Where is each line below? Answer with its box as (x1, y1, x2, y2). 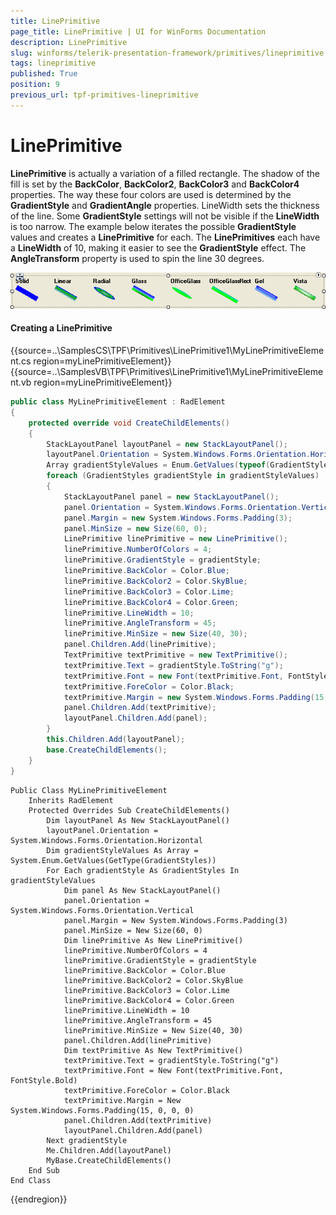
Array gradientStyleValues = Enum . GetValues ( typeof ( (46, 460, 271, 470)
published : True (10, 69, 78, 79)
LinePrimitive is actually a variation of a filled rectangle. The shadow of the (10, 167, 320, 179)
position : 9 (10, 80, 60, 90)
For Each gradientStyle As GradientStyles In (46, 865, 240, 875)
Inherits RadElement (28, 795, 114, 805)
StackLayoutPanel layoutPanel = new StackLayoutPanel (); (46, 439, 288, 449)
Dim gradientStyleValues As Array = (46, 845, 199, 855)
